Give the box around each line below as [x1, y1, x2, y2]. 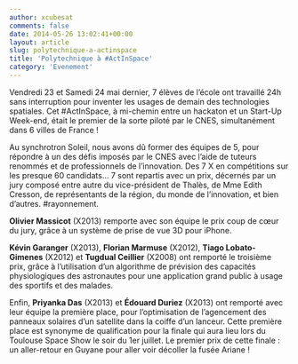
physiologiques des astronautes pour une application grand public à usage [9, 270, 283, 281]
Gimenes [9, 251, 44, 262]
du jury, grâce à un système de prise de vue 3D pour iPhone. [9, 225, 232, 235]
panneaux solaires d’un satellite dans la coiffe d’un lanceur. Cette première [9, 316, 283, 327]
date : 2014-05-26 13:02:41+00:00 [9, 29, 133, 38]
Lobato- [225, 241, 256, 253]
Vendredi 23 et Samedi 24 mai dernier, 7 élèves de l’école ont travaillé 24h [9, 86, 282, 98]
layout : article [9, 37, 69, 47]
